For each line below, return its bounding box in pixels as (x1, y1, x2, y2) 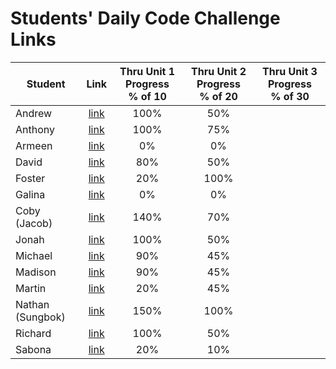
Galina (15, 187, 46, 201)
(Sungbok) (15, 310, 66, 324)
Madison (15, 265, 57, 279)
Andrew (15, 106, 53, 120)
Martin (15, 281, 47, 295)
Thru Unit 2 (191, 64, 247, 78)
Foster (15, 171, 46, 185)
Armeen (15, 138, 53, 152)
